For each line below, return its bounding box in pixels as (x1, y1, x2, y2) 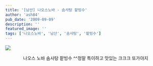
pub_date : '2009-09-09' (5, 17, 56, 22)
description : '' (5, 21, 40, 27)
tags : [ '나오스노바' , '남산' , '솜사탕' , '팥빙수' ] (5, 31, 101, 36)
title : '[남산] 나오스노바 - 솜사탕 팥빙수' (5, 7, 88, 13)
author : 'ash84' (5, 12, 40, 17)
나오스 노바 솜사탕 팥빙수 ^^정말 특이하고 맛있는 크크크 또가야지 (22, 55, 149, 61)
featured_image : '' (5, 26, 47, 31)
